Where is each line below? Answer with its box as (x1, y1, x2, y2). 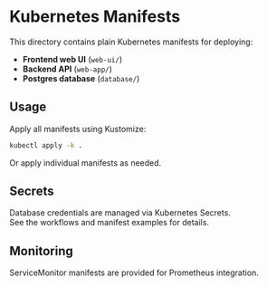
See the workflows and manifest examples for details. (9, 217, 210, 228)
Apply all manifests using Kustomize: (9, 123, 147, 134)
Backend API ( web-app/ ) (22, 63, 113, 74)
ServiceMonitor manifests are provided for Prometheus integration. (9, 267, 260, 278)
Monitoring (9, 243, 74, 259)
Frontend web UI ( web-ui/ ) (22, 53, 123, 64)
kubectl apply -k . (9, 140, 83, 150)
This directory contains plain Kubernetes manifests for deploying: (9, 36, 253, 47)
